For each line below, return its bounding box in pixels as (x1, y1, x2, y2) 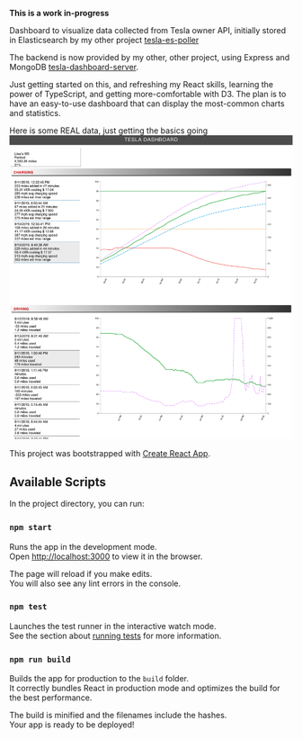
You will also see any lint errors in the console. (9, 578, 182, 589)
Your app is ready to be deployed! (9, 719, 135, 730)
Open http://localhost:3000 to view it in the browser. (9, 551, 203, 562)
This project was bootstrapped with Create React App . (9, 448, 211, 459)
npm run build (9, 654, 71, 664)
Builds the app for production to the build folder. (9, 673, 190, 684)
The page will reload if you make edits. (9, 568, 153, 579)
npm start (9, 522, 52, 533)
